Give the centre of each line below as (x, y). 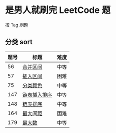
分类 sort (19, 42)
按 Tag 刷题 (17, 25)
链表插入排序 (38, 95)
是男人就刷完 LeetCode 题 (58, 10)
